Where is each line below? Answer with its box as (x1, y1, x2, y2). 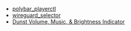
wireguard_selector (12, 12, 61, 19)
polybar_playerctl (12, 5, 56, 12)
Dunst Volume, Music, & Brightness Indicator (12, 18, 125, 25)
